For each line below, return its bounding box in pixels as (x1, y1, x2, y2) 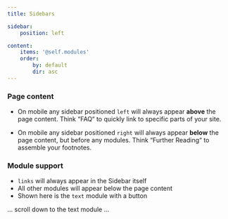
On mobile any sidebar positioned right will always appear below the (17, 128, 220, 137)
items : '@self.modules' (20, 48, 90, 56)
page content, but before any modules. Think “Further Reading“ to (17, 136, 210, 145)
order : (20, 55, 39, 62)
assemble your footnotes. (17, 143, 92, 152)
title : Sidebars (7, 10, 55, 18)
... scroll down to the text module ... (7, 205, 110, 214)
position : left (20, 29, 65, 36)
